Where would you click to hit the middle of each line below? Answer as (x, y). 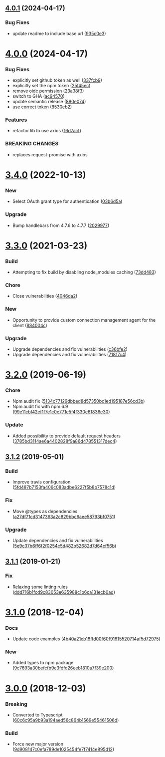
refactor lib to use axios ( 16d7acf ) (47, 131)
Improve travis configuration (41, 482)
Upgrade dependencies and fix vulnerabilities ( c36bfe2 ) (70, 349)
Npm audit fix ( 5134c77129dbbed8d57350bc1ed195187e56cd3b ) (79, 401)
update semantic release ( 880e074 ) (49, 102)
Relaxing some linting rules (40, 587)
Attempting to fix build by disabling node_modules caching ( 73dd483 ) (84, 272)
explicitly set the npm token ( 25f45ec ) (51, 86)
